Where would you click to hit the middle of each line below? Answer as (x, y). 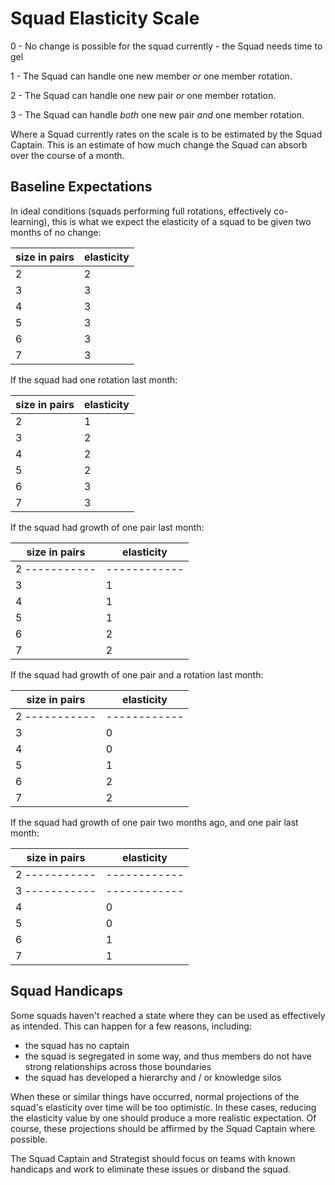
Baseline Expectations (81, 187)
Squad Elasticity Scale (105, 18)
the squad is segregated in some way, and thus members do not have (168, 1056)
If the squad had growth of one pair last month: (107, 527)
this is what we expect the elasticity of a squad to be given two (181, 221)
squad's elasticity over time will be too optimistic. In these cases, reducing (163, 1107)
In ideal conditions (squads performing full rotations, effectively (141, 211)
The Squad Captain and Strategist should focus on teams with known (153, 1158)
